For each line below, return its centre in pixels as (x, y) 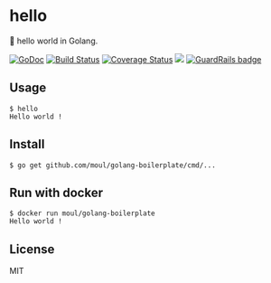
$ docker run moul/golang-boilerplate (82, 213)
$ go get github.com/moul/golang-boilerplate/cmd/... (113, 165)
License (32, 249)
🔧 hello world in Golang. (54, 41)
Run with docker (56, 192)
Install (27, 144)
